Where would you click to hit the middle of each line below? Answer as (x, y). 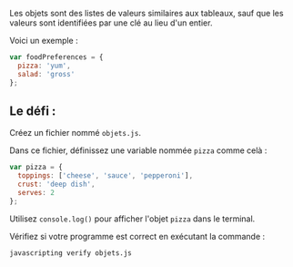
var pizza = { (36, 168)
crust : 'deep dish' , (56, 185)
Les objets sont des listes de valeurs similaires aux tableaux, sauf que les (146, 13)
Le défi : (33, 111)
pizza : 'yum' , (44, 66)
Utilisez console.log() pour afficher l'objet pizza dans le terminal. (132, 219)
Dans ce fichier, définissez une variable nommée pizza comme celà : (138, 150)
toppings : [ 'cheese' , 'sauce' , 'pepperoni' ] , (106, 176)
